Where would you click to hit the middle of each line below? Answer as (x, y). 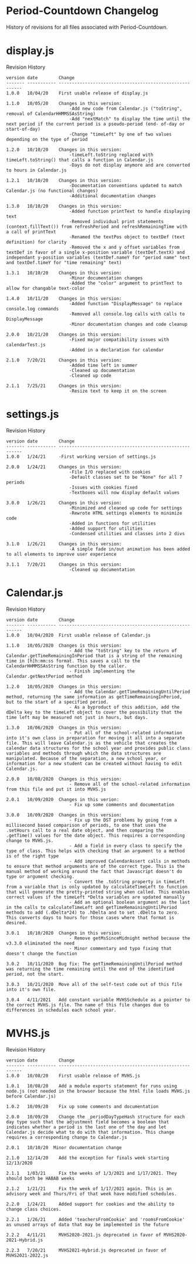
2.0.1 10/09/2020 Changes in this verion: (62, 799)
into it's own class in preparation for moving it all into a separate (95, 738)
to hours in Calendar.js (36, 170)
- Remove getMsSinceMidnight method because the (130, 938)
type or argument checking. (40, 876)
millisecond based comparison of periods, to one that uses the (86, 825)
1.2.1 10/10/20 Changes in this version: (64, 180)
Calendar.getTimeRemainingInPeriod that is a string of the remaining (94, 655)
